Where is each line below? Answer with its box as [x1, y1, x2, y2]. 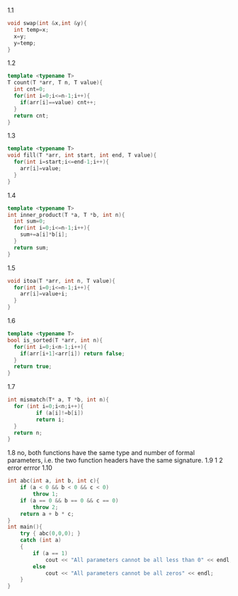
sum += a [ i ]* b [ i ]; [20, 231, 69, 238]
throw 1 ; [33, 490, 59, 497]
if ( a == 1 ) [33, 549, 69, 557]
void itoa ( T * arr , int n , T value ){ [7, 277, 115, 284]
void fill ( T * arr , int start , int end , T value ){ [7, 152, 157, 159]
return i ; [35, 416, 65, 423]
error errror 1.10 [7, 463, 53, 472]
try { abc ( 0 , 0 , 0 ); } [20, 530, 81, 537]
